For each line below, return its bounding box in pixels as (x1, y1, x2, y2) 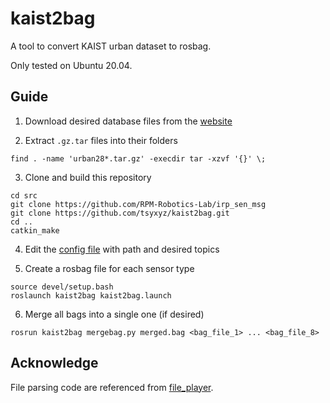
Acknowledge (10, 355, 99, 372)
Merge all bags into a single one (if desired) (24, 308, 205, 320)
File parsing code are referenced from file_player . (10, 381, 214, 393)
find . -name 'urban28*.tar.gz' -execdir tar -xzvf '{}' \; (10, 153, 267, 164)
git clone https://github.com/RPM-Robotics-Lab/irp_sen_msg (10, 199, 267, 209)
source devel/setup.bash (10, 282, 114, 292)
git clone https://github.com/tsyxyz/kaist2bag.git (10, 208, 230, 218)
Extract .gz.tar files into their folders (24, 134, 178, 146)
